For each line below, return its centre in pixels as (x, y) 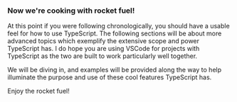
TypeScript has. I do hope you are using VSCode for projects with (104, 49)
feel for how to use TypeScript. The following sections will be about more (115, 33)
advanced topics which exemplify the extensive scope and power (104, 41)
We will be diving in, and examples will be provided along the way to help (115, 70)
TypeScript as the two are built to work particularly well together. (102, 56)
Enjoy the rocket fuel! (38, 91)
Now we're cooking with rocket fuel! (71, 11)
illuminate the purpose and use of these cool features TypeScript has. (110, 77)
